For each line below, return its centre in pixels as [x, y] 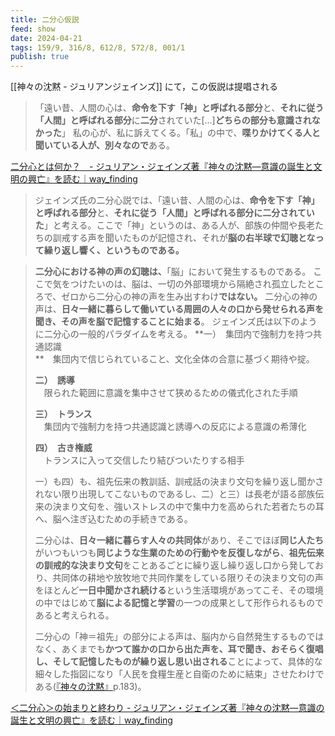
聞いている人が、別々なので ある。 [105, 145]
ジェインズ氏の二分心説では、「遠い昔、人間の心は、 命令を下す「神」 [177, 200]
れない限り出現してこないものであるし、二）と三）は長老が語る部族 [175, 494]
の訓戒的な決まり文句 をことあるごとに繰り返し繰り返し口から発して [174, 565]
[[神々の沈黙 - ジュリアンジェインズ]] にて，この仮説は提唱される [144, 87]
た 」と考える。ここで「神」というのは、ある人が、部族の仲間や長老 [175, 225]
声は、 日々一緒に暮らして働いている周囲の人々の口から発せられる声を [179, 309]
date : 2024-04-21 [46, 38]
